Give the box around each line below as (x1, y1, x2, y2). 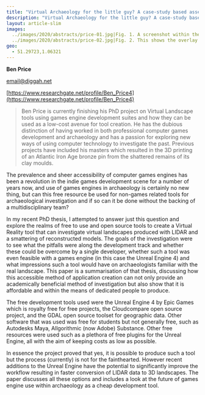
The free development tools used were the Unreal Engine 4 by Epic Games (6, 299, 194, 306)
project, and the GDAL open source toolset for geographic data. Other (6, 311, 182, 319)
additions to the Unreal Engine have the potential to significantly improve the (6, 362, 198, 369)
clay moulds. (21, 159, 54, 167)
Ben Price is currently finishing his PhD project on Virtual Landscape (21, 107, 193, 115)
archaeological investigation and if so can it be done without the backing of (6, 197, 196, 205)
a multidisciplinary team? (6, 203, 69, 211)
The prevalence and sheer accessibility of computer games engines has (6, 171, 188, 178)
